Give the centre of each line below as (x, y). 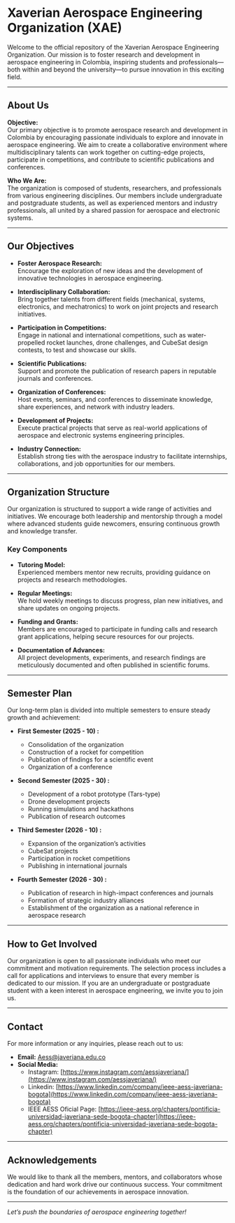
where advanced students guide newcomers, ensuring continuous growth (114, 524)
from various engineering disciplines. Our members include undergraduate (115, 195)
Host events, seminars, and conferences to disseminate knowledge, (115, 399)
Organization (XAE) (65, 28)
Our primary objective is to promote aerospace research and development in (117, 130)
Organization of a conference (70, 767)
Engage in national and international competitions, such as (102, 335)
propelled (31, 342)
